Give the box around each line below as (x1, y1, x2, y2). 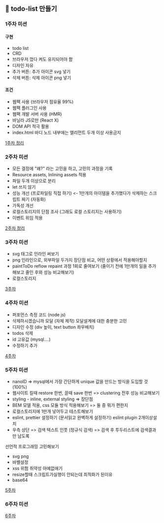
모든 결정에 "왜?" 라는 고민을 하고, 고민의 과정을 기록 (12, 165, 113, 171)
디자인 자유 (12, 62, 34, 68)
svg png (12, 453, 29, 459)
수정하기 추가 (12, 342, 38, 348)
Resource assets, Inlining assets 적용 (12, 172, 87, 178)
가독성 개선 (12, 202, 34, 208)
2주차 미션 (5, 153, 28, 160)
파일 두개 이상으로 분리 (12, 178, 56, 184)
